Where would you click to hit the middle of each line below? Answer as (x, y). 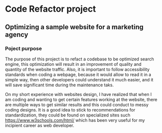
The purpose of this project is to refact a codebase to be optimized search (80, 59)
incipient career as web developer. (40, 125)
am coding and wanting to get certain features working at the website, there (81, 99)
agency (17, 34)
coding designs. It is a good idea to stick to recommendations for (70, 110)
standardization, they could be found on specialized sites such (68, 115)
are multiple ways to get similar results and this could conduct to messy (77, 104)
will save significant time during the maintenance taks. (59, 85)
